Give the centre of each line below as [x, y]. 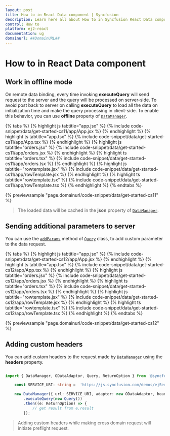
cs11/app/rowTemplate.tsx [32, 185]
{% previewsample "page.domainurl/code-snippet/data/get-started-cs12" [82, 323]
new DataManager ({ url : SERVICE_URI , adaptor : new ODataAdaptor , [85, 394]
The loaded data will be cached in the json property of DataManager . [88, 210]
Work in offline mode [39, 82]
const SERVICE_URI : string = [45, 385]
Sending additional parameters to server [70, 226]
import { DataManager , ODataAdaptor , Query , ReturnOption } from [75, 376]
